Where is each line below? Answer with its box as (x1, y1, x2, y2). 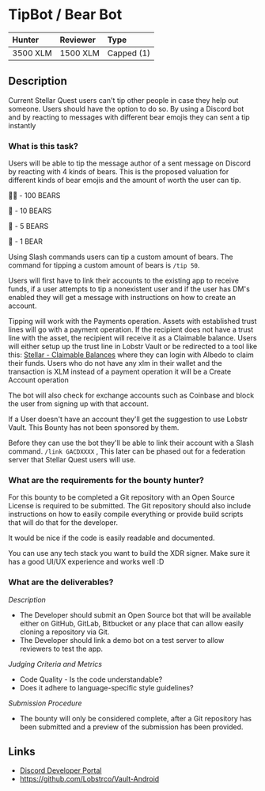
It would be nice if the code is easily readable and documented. (8, 533, 215, 543)
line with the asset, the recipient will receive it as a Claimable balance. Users (8, 333, 257, 343)
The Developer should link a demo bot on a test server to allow (19, 635, 225, 645)
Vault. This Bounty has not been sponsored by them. (8, 423, 180, 432)
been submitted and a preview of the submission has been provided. (19, 722, 244, 732)
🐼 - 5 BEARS (8, 222, 49, 231)
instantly (8, 120, 36, 130)
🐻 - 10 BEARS (8, 206, 52, 215)
